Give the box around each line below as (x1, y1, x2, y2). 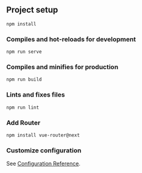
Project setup (6, 5, 59, 15)
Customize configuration (6, 146, 82, 154)
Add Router (6, 118, 41, 127)
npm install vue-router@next (6, 132, 80, 138)
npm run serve (6, 49, 42, 55)
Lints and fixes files (6, 90, 66, 99)
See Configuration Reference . (6, 160, 81, 168)
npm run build (6, 76, 42, 83)
